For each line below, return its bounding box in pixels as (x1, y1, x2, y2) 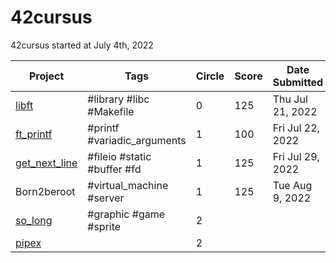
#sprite (87, 219, 122, 233)
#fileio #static (87, 149, 152, 163)
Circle (195, 69, 225, 83)
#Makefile (87, 104, 135, 118)
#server (87, 191, 125, 205)
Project (28, 69, 65, 83)
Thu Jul (272, 92, 308, 106)
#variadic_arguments (87, 133, 187, 147)
